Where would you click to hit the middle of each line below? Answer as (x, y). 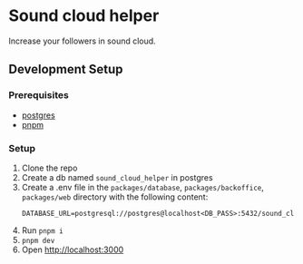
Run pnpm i (43, 230)
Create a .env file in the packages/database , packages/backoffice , (143, 187)
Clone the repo (49, 168)
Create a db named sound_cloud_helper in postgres (117, 177)
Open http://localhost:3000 (73, 249)
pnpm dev (38, 240)
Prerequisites (39, 95)
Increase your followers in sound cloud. (82, 41)
